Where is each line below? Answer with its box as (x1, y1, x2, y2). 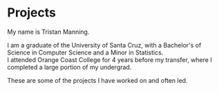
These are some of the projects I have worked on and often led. (7, 76, 188, 84)
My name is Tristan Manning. (7, 28, 90, 36)
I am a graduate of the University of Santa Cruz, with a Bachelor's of (7, 41, 202, 49)
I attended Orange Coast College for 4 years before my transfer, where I (7, 55, 212, 63)
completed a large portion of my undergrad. (7, 63, 132, 71)
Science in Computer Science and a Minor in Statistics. (7, 48, 164, 57)
